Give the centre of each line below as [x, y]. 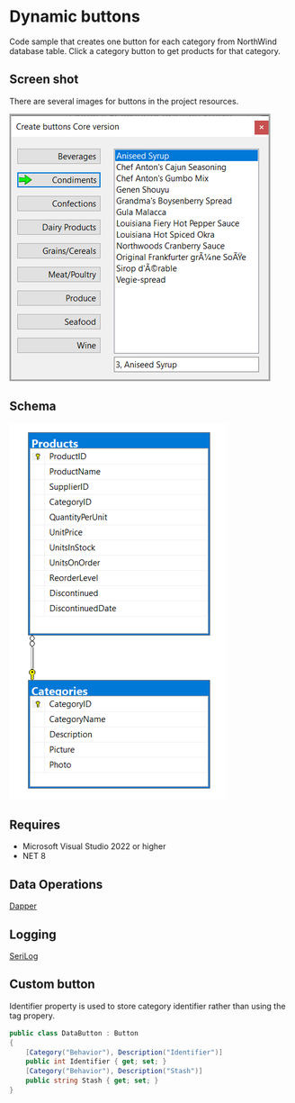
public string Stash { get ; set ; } [92, 1081]
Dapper [23, 906]
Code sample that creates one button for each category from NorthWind [143, 41]
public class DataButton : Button [74, 1033]
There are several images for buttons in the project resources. [124, 101]
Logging [33, 934]
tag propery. [32, 1016]
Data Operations [56, 884]
